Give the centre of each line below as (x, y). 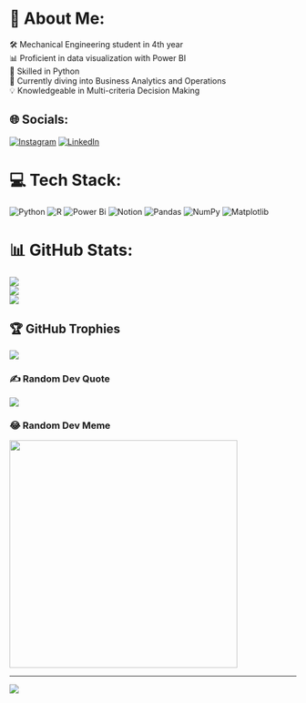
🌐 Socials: (39, 120)
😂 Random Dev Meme (60, 425)
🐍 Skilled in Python (45, 71)
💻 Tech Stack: (66, 180)
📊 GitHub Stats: (71, 250)
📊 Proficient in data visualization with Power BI (98, 57)
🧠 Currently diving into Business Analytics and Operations (118, 80)
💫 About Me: (57, 19)
